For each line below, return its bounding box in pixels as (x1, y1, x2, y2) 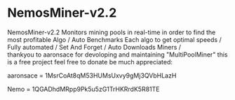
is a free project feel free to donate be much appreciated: (7, 57, 173, 66)
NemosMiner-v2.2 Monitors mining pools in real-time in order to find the (7, 28, 216, 36)
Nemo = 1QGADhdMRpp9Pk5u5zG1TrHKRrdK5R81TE (7, 85, 160, 93)
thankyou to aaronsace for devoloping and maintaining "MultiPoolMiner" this (7, 50, 228, 59)
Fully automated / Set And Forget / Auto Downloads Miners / (7, 43, 181, 51)
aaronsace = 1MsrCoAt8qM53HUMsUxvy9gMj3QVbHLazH (7, 71, 177, 80)
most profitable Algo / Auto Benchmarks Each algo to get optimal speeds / (7, 35, 222, 43)
